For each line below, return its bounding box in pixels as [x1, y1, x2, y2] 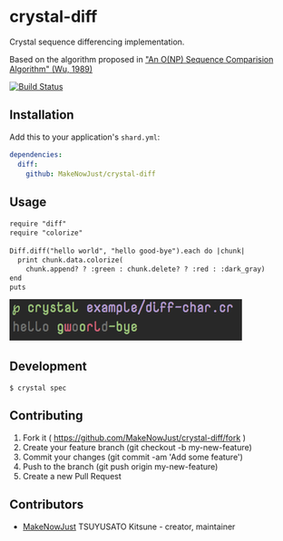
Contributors [9, 497, 84, 513]
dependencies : [9, 150, 63, 159]
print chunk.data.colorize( [17, 256, 124, 265]
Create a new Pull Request [22, 470, 122, 481]
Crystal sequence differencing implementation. [9, 36, 185, 47]
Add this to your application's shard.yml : [9, 131, 161, 142]
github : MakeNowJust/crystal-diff [25, 169, 156, 179]
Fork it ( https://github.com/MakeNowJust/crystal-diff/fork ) [22, 432, 247, 443]
